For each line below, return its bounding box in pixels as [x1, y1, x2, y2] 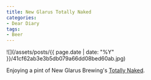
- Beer [6, 32, 23, 38]
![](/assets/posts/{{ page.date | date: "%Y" [6, 48, 114, 56]
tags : [6, 26, 20, 32]
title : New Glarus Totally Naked [6, 9, 92, 15]
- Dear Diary [6, 20, 40, 26]
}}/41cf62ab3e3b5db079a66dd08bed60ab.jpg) [6, 55, 126, 62]
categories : [6, 15, 37, 21]
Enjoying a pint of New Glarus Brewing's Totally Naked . [6, 67, 145, 74]
